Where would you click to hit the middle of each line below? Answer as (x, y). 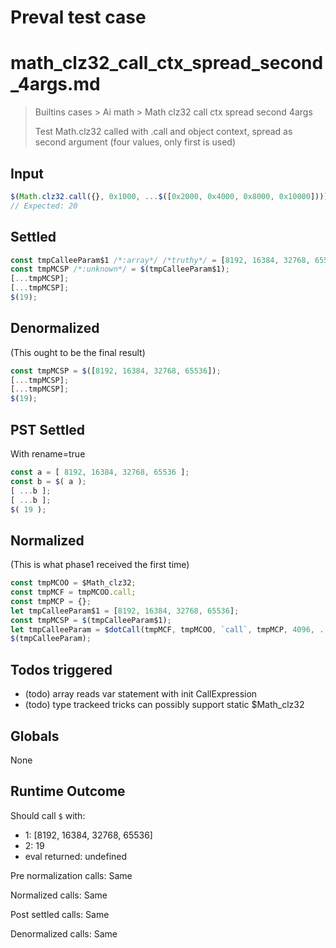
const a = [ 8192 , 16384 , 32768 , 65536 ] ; (100, 472)
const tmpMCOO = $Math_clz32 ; (73, 583)
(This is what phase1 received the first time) (100, 565)
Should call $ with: (48, 815)
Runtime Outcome (68, 791)
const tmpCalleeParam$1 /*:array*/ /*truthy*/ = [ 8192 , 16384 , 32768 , (160, 260)
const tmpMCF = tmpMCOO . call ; (73, 592)
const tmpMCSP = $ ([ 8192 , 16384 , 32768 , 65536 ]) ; (116, 371)
